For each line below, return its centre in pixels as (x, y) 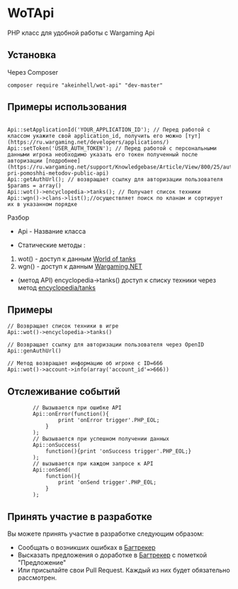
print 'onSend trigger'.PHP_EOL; (107, 482)
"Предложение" (42, 562)
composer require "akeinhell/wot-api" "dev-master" (85, 85)
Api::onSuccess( (57, 445)
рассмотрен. (37, 578)
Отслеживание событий (64, 391)
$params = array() (34, 185)
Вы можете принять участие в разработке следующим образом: (106, 534)
